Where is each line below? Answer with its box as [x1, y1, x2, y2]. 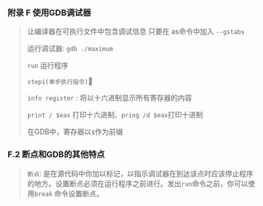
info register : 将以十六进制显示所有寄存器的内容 [26, 93, 193, 103]
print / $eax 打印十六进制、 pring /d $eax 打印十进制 [26, 110, 203, 120]
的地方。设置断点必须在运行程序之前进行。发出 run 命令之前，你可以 [26, 178, 249, 188]
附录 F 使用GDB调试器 [7, 6, 91, 18]
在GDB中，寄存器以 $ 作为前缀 [26, 127, 123, 137]
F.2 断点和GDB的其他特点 [7, 149, 106, 160]
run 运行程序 [26, 61, 69, 70]
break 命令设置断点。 [34, 188, 104, 198]
